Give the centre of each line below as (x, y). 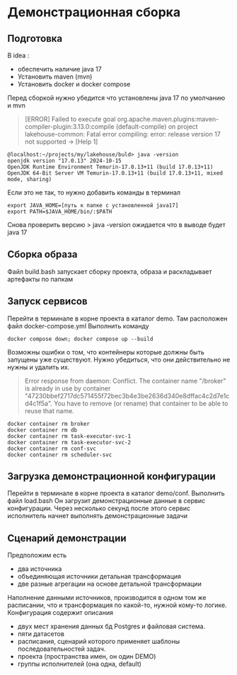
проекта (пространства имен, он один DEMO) (87, 657)
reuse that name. (49, 410)
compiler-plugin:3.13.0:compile (69, 127)
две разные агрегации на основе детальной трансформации (109, 584)
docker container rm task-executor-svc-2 (69, 442)
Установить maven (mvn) (55, 76)
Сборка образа (42, 254)
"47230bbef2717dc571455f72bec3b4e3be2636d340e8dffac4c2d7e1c (127, 396)
